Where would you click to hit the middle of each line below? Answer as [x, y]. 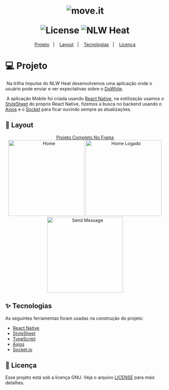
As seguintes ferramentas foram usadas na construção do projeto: [74, 318]
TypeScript [24, 338]
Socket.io [23, 350]
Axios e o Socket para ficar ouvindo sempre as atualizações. [68, 109]
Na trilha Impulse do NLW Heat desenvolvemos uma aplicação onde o [79, 83]
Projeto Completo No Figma [85, 137]
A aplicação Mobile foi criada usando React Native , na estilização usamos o [85, 98]
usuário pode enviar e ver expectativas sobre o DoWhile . [64, 89]
